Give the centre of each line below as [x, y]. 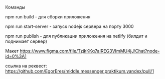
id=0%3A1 [16, 56]
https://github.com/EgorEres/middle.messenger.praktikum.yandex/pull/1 [80, 71]
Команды [15, 7]
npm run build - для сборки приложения [48, 17]
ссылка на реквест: [26, 66]
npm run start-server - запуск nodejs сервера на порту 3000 [69, 26]
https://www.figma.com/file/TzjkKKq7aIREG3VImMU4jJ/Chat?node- [90, 51]
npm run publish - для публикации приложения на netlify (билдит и [76, 36]
